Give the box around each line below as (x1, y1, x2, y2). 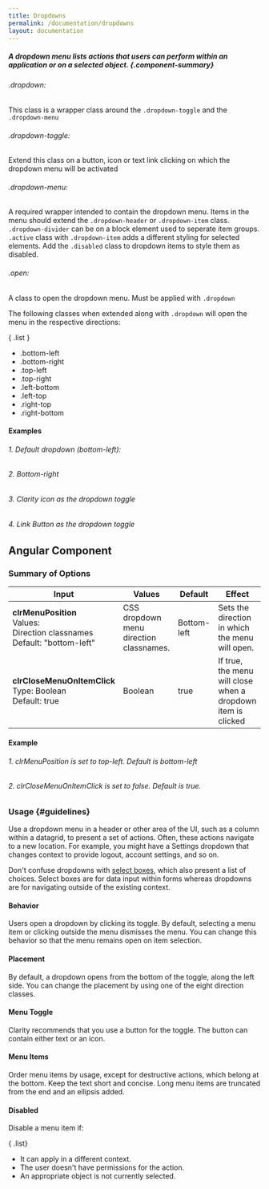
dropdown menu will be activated (8, 164, 118, 173)
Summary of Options (8, 568, 91, 579)
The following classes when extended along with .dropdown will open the (8, 308, 248, 318)
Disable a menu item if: (8, 1123, 84, 1133)
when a (218, 685, 246, 696)
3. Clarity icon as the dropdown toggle (8, 494, 136, 504)
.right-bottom (19, 408, 64, 417)
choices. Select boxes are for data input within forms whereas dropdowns (8, 874, 252, 883)
